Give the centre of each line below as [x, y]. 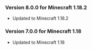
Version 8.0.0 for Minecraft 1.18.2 [46, 7]
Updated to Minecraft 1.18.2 [40, 18]
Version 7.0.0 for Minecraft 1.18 [43, 31]
